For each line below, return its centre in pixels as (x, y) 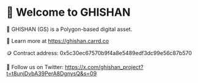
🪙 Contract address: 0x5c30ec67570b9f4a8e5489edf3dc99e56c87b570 (99, 53)
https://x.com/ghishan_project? (104, 67)
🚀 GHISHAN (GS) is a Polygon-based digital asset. (69, 29)
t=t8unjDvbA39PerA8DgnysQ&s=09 (52, 73)
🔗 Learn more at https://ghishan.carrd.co (58, 41)
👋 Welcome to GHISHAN (68, 12)
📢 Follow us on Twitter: (35, 67)
